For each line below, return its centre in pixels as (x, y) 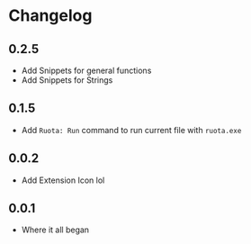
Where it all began (55, 230)
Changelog (50, 16)
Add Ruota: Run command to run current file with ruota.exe (131, 130)
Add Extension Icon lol (63, 180)
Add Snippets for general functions (86, 70)
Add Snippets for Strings (67, 80)
